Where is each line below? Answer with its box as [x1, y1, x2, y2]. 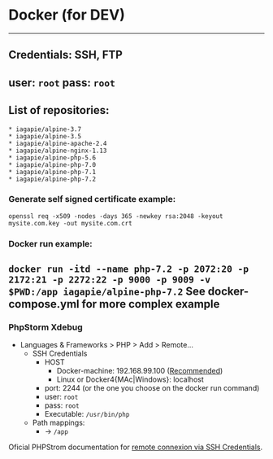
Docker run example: [8, 238, 93, 249]
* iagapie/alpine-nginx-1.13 [8, 146, 107, 155]
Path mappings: [32, 417, 85, 428]
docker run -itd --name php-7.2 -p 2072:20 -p [8, 263, 249, 275]
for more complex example [81, 297, 220, 311]
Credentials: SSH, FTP [8, 48, 123, 62]
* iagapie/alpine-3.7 [8, 125, 82, 133]
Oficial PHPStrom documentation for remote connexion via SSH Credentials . [8, 442, 263, 452]
